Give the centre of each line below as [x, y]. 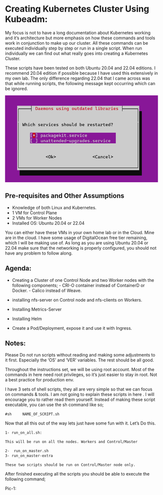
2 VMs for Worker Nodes [37, 218]
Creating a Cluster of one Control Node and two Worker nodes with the [83, 280]
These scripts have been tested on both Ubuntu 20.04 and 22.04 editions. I [80, 68]
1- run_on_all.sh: [24, 433]
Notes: [15, 343]
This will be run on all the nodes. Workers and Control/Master [71, 442]
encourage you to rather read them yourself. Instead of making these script [80, 400]
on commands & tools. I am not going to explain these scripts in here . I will [80, 394]
